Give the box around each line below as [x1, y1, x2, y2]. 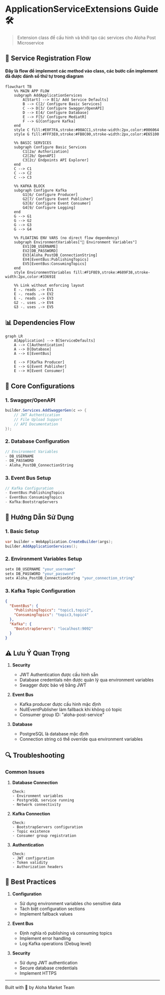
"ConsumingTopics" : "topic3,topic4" [14, 612, 89, 617]
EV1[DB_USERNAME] [23, 244, 58, 249]
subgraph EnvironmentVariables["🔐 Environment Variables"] [14, 239, 137, 245]
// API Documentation [14, 421, 58, 426]
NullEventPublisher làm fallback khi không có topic [19, 707, 122, 713]
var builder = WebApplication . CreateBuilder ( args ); [5, 539, 113, 544]
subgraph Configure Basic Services [14, 145, 87, 150]
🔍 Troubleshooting [5, 751, 65, 760]
